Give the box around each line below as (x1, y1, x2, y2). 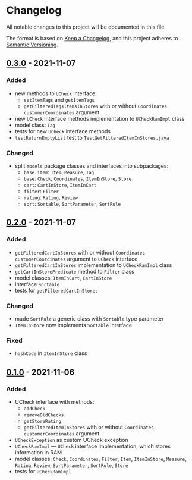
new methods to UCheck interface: (14, 90, 97, 97)
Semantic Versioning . (6, 41, 58, 48)
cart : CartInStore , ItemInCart (23, 181, 97, 188)
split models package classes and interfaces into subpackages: (14, 162, 168, 170)
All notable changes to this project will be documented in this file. (6, 23, 166, 30)
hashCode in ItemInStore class (14, 350, 87, 357)
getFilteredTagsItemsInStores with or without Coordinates (23, 102, 168, 109)
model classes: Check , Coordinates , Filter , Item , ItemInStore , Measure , (14, 455, 187, 462)
